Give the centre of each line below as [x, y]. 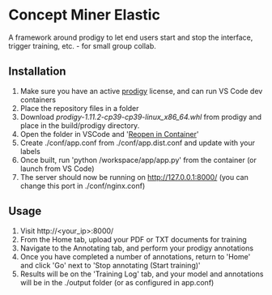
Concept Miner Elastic [84, 15]
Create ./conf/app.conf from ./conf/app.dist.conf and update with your [137, 143]
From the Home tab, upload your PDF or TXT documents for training [133, 239]
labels [30, 151]
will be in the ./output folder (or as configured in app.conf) [117, 282]
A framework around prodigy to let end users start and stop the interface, [131, 37]
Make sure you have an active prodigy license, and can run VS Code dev [141, 91]
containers [38, 100]
